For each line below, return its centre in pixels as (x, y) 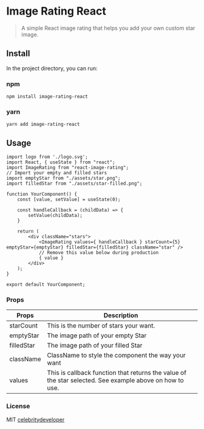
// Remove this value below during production (99, 253)
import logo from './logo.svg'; (47, 157)
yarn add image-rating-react (43, 125)
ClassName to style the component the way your (117, 355)
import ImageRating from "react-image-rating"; (68, 168)
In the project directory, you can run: (52, 68)
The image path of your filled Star (95, 346)
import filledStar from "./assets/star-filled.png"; (74, 184)
